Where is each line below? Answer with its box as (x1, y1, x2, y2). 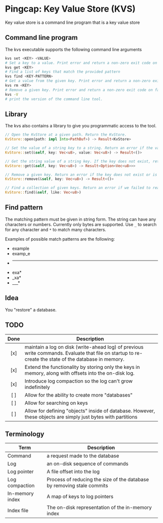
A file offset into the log (47, 468, 100, 475)
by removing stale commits (47, 482, 108, 489)
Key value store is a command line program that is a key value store (5, 19, 140, 25)
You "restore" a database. (5, 307, 57, 313)
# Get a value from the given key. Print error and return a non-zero (5, 79, 151, 84)
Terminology (5, 430, 45, 438)
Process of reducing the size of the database (47, 476, 149, 483)
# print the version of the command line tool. (5, 96, 103, 102)
